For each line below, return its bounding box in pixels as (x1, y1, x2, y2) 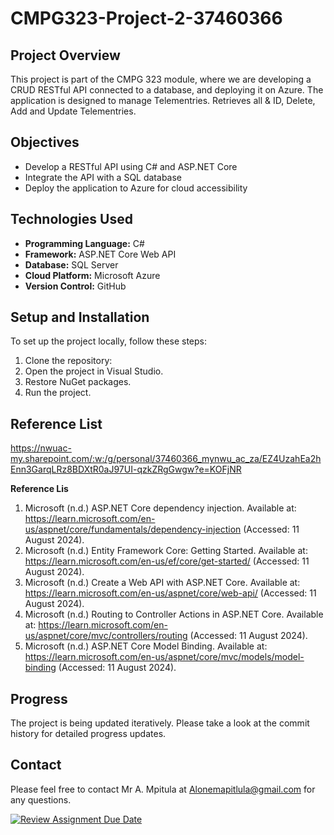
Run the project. (24, 387, 92, 399)
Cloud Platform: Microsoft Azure (24, 269, 161, 281)
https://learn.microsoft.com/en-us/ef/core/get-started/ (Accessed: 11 (24, 555, 310, 567)
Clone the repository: (24, 355, 113, 367)
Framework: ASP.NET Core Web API (24, 248, 177, 260)
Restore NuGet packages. (24, 376, 132, 388)
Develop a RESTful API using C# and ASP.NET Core (24, 160, 238, 172)
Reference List (10, 415, 103, 432)
